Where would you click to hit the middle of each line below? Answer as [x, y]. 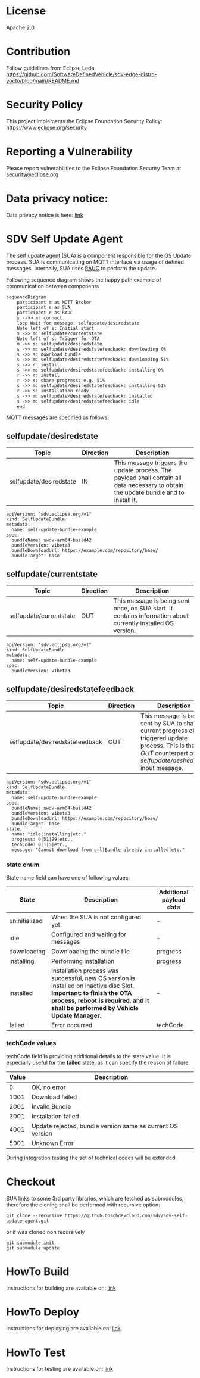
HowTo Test [36, 1352]
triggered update [164, 738]
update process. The [143, 470]
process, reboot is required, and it [101, 1000]
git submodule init [30, 1243]
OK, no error [49, 1087]
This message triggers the [151, 463]
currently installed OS [143, 623]
